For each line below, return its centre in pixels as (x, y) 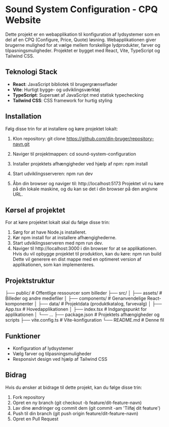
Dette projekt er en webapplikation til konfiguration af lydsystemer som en (83, 34)
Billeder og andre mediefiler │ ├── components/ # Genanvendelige (76, 298)
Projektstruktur (30, 281)
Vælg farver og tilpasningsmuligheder (52, 354)
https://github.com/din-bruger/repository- (110, 138)
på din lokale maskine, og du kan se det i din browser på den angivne (85, 189)
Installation (23, 116)
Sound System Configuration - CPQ (82, 9)
